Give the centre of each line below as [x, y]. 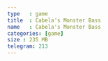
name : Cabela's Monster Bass [54, 27]
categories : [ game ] [36, 33]
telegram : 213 [28, 46]
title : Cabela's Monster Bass [54, 20]
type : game [28, 14]
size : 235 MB [28, 40]
